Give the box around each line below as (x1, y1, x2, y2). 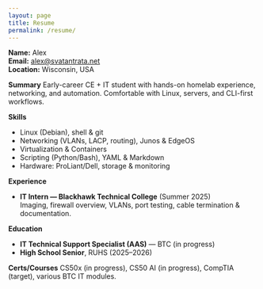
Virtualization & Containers (19, 144, 107, 154)
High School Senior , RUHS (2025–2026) (19, 248, 153, 257)
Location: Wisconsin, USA (8, 65, 95, 74)
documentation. (19, 209, 71, 219)
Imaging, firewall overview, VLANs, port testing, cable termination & (19, 200, 240, 210)
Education (8, 224, 43, 234)
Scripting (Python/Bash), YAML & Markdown (19, 153, 165, 162)
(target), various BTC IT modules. (8, 272, 116, 281)
